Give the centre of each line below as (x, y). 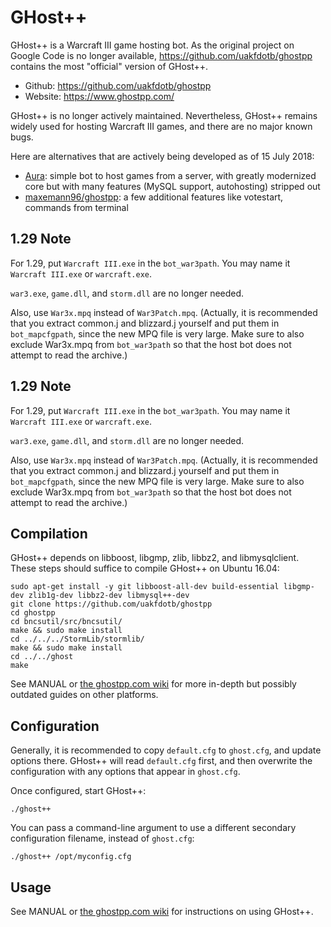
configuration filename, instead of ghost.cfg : (102, 838)
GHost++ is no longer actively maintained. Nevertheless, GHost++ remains (164, 115)
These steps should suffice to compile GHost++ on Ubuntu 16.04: (145, 568)
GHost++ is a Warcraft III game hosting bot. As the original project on (152, 45)
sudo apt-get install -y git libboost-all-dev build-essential (145, 587)
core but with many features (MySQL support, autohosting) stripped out (172, 186)
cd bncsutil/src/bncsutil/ (66, 622)
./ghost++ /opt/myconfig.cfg (71, 857)
